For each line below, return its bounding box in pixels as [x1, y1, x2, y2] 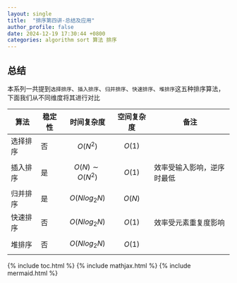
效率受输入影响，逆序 [154, 162, 225, 172]
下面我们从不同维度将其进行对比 [7, 93, 100, 102]
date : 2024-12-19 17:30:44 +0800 [7, 30, 106, 37]
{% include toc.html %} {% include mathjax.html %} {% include [7, 262, 192, 270]
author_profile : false [7, 23, 74, 30]
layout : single [7, 10, 52, 18]
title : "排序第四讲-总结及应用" [7, 17, 95, 24]
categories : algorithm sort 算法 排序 [7, 37, 118, 44]
